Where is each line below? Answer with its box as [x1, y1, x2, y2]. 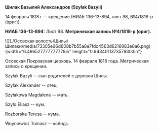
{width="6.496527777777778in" [5, 49, 72, 54]
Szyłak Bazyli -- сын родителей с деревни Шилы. [5, 73, 108, 78]
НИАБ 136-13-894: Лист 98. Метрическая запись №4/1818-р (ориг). [5, 29, 152, 34]
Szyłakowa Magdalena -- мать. [5, 92, 69, 98]
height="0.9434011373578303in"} [72, 49, 142, 54]
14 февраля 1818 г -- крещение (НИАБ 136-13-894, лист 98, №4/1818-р [5, 14, 153, 19]
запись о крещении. [5, 64, 48, 69]
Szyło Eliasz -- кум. [5, 101, 45, 107]
